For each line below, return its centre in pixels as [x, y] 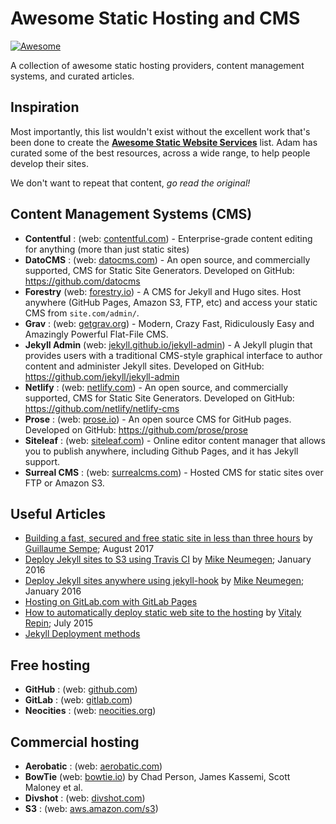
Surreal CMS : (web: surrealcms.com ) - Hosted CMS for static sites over [174, 472]
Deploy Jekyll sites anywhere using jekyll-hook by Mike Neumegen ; [164, 581]
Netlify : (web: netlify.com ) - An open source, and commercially [156, 387]
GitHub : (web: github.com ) [81, 689]
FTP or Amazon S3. [64, 483]
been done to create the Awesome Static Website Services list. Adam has [164, 142]
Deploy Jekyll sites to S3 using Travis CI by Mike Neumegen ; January [168, 559]
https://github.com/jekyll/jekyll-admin [102, 376]
